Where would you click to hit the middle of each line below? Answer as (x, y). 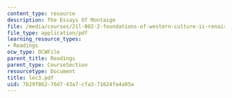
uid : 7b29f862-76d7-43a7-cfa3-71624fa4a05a (71, 84)
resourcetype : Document (41, 71)
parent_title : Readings (41, 59)
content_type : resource (41, 13)
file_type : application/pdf (48, 33)
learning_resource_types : (44, 39)
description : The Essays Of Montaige (61, 20)
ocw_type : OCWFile (33, 52)
